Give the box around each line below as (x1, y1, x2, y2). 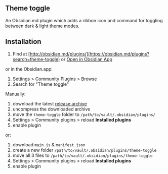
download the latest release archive (12, 100, 87, 106)
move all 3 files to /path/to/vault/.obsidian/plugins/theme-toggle (12, 152, 153, 158)
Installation (5, 37, 41, 46)
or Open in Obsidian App (61, 56, 113, 62)
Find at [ (12, 50, 30, 57)
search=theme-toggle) (12, 56, 60, 62)
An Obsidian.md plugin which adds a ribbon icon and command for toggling (5, 17, 163, 23)
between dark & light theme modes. (5, 23, 80, 29)
